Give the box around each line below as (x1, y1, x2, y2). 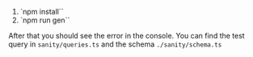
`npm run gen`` (19, 15, 70, 25)
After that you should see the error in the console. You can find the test (8, 31, 245, 40)
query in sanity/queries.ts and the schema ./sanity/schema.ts (8, 39, 222, 49)
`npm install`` (19, 7, 64, 16)
